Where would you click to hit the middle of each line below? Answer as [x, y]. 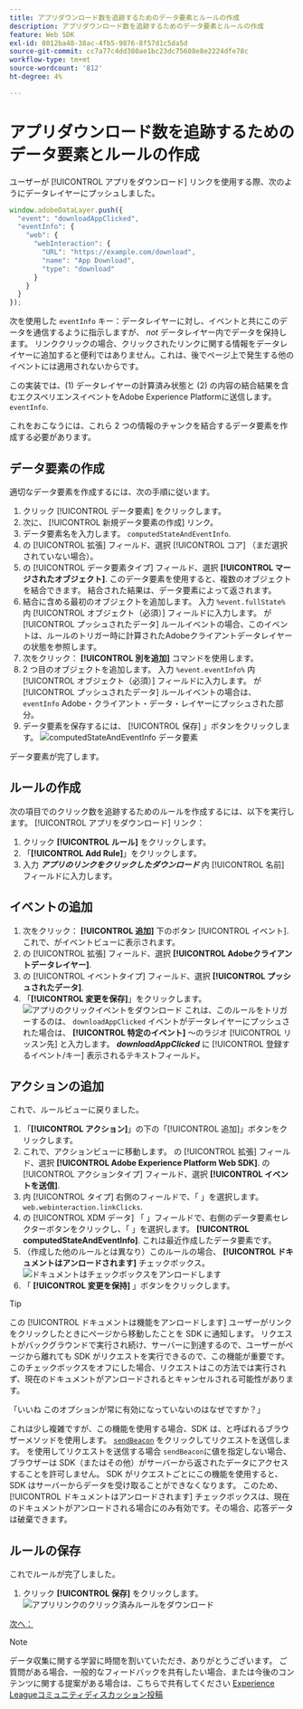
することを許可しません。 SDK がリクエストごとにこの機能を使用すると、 [146, 1474]
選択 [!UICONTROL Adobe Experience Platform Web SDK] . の [154, 1163]
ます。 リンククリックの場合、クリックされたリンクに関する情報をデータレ [148, 344]
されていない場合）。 [60, 556]
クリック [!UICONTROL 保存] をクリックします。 [113, 1593]
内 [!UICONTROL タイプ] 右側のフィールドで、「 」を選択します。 [143, 1197]
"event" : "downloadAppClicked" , [79, 218]
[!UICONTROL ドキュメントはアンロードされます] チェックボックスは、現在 [150, 1497]
